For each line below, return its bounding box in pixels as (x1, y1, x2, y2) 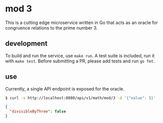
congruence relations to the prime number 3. (5, 24, 98, 30)
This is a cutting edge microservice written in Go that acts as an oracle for (5, 19, 158, 25)
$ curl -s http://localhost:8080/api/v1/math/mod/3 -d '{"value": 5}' (5, 95, 156, 100)
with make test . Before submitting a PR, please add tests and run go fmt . (5, 58, 155, 64)
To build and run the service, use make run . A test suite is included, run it (5, 52, 154, 58)
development (5, 39, 48, 48)
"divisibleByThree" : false (10, 109, 66, 114)
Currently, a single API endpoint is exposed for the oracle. (5, 85, 124, 91)
